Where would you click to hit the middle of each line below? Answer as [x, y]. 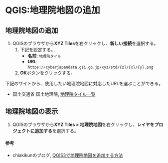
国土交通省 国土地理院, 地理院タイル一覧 [54, 94]
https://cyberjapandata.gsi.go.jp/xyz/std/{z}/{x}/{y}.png [91, 67]
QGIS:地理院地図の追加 [53, 10]
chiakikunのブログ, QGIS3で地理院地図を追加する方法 [68, 155]
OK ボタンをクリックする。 [47, 73]
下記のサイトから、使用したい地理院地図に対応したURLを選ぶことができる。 [84, 84]
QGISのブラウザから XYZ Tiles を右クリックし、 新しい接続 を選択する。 [85, 43]
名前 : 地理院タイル [44, 56]
